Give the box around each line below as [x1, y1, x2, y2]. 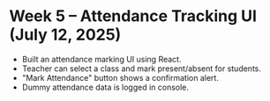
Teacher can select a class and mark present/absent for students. [21, 63, 262, 74]
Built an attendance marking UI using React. [21, 54, 182, 64]
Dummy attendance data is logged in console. [21, 82, 190, 92]
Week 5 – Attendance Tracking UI [9, 6, 258, 26]
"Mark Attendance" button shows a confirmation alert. [21, 72, 219, 83]
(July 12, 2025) [9, 25, 122, 45]
